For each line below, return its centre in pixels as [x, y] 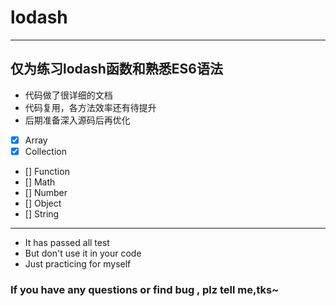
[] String [42, 213]
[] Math [40, 182]
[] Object [43, 203]
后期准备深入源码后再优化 [77, 120]
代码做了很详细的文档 [68, 95]
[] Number [46, 192]
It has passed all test [67, 242]
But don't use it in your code [83, 253]
